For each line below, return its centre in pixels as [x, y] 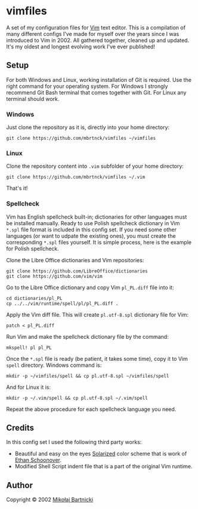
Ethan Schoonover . [38, 460]
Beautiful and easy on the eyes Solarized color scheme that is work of [101, 454]
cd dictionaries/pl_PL [34, 298]
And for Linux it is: [28, 387]
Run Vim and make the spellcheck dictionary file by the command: [87, 336]
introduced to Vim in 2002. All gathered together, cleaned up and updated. [98, 40]
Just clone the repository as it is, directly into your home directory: [88, 127]
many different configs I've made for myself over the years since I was [93, 33]
